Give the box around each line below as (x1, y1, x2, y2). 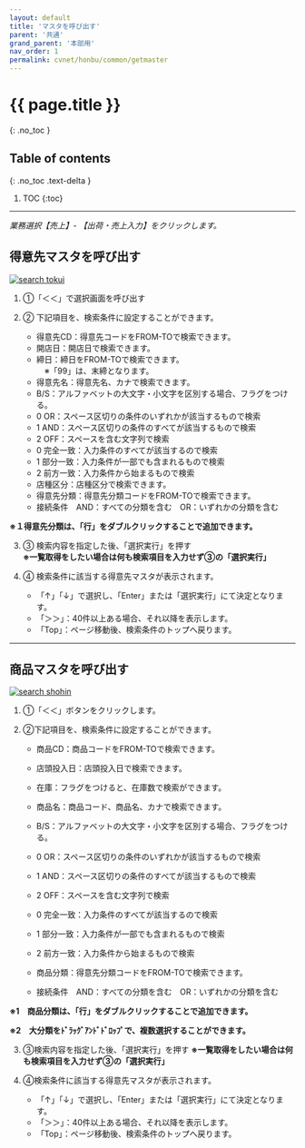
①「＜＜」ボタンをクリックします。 (22, 705, 161, 716)
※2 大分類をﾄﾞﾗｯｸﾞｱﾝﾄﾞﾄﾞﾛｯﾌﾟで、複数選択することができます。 (9, 1025, 251, 1036)
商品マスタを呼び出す (9, 661, 129, 677)
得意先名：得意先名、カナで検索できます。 (35, 376, 195, 387)
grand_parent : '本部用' (9, 38, 95, 48)
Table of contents (9, 151, 111, 166)
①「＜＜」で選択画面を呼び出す (22, 292, 146, 303)
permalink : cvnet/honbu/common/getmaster (9, 55, 169, 64)
